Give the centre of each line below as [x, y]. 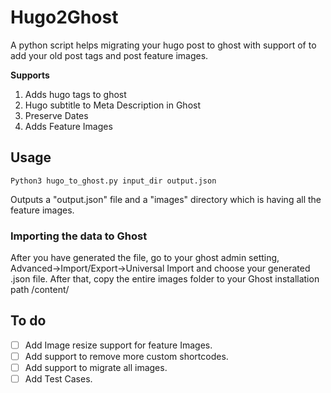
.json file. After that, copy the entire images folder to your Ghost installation [165, 279]
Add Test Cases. [58, 379]
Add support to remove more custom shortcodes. [126, 356]
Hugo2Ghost [64, 17]
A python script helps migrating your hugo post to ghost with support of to [163, 45]
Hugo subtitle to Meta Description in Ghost [112, 105]
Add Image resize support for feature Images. [118, 345]
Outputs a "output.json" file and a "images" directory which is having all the [166, 199]
